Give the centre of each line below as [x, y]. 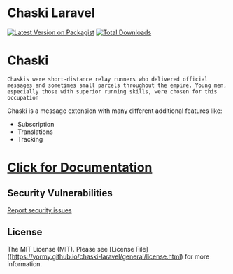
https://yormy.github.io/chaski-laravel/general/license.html [96, 256]
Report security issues [40, 210]
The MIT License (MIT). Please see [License [71, 249]
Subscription [36, 124]
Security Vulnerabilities [60, 193]
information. [25, 263]
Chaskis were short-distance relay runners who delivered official [108, 79]
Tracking [30, 139]
